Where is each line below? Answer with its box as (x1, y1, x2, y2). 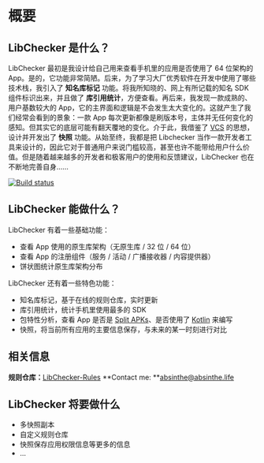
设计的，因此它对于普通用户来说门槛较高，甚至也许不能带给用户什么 (21, 143, 243, 151)
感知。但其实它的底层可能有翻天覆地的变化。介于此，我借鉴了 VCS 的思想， (8, 123, 255, 132)
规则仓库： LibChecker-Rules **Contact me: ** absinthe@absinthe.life (8, 372, 235, 382)
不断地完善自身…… (8, 162, 69, 171)
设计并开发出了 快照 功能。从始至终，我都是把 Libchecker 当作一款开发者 (8, 133, 246, 142)
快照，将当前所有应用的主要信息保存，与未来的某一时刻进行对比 (19, 324, 227, 334)
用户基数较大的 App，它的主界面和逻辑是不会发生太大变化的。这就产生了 (8, 103, 244, 112)
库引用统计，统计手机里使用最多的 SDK (19, 304, 147, 314)
